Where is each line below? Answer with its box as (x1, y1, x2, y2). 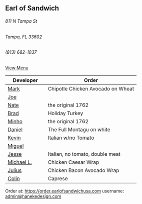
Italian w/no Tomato (47, 134, 94, 141)
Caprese (47, 175, 68, 182)
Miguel (7, 142, 24, 149)
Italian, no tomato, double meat (47, 150, 121, 157)
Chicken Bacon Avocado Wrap (47, 167, 119, 174)
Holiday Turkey (47, 110, 83, 117)
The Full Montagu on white (47, 126, 110, 133)
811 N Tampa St (5, 18, 37, 24)
